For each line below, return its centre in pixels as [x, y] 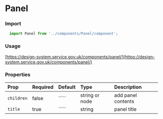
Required [43, 87]
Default [67, 87]
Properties [18, 74]
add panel [126, 95]
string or [90, 95]
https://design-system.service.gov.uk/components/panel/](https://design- [81, 57]
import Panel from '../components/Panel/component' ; [64, 34]
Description [128, 87]
